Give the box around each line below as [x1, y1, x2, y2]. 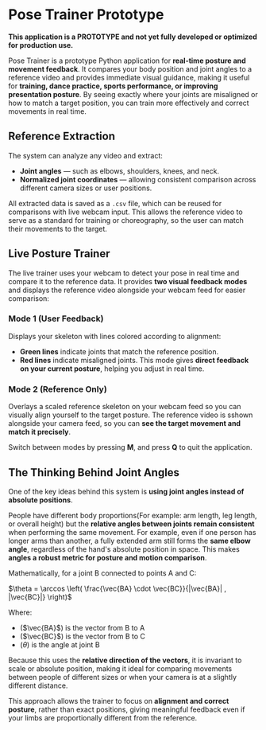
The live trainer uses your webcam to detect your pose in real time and [8, 268, 240, 278]
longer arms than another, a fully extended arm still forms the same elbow [8, 536, 252, 545]
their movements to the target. [8, 224, 107, 233]
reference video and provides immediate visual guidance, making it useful [8, 72, 250, 82]
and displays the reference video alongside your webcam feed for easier [8, 285, 246, 295]
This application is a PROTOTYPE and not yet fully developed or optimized [8, 32, 258, 41]
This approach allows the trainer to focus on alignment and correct [8, 696, 229, 705]
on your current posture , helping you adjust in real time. [19, 364, 205, 373]
